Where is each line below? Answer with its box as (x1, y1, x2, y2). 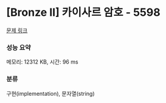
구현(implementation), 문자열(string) (6, 90, 95, 97)
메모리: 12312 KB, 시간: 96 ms (6, 58, 78, 65)
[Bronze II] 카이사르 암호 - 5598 (6, 5, 161, 19)
